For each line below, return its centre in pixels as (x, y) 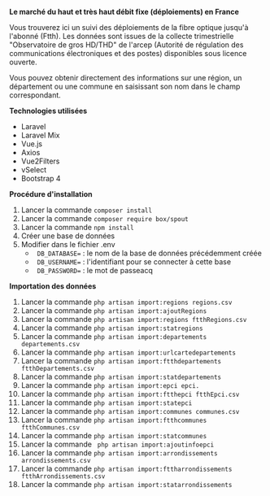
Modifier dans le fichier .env (68, 244)
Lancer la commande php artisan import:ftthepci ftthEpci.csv (130, 394)
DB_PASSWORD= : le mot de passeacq (95, 270)
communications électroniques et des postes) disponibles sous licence (128, 53)
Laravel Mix (40, 135)
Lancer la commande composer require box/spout (105, 218)
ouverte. (23, 62)
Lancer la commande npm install (77, 227)
